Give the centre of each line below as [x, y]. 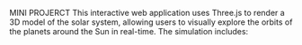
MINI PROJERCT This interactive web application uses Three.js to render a [147, 13]
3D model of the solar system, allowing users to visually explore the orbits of [151, 22]
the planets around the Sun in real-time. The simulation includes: [129, 31]
